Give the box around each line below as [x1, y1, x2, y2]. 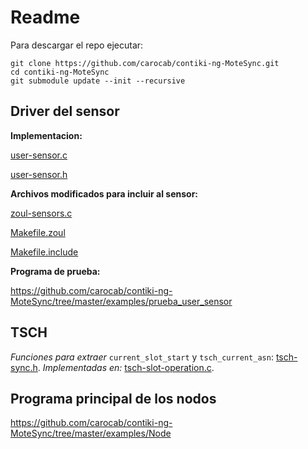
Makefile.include [10, 246, 79, 258]
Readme [10, 6, 81, 29]
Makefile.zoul [10, 226, 66, 238]
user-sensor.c [10, 149, 68, 161]
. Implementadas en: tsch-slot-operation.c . [37, 361, 215, 373]
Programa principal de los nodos [10, 390, 217, 407]
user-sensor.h [10, 168, 68, 180]
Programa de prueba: [10, 265, 101, 277]
